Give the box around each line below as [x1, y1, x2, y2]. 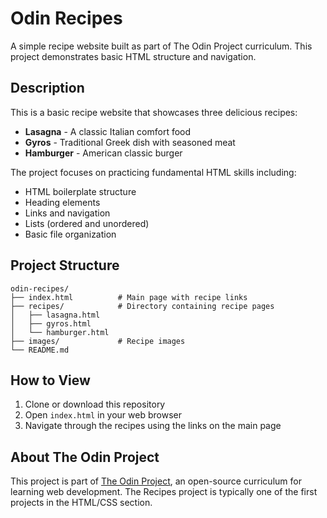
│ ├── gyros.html [10, 318, 92, 329]
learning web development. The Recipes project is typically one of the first [10, 486, 318, 498]
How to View [10, 372, 91, 389]
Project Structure [10, 257, 120, 274]
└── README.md [10, 345, 70, 355]
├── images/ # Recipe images [10, 336, 186, 346]
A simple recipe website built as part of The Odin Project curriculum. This [10, 40, 313, 52]
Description [10, 80, 85, 97]
